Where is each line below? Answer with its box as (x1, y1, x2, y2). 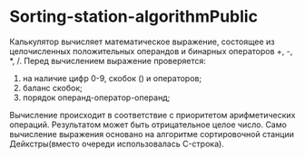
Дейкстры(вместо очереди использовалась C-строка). (9, 138, 224, 149)
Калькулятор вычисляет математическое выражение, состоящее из (9, 36, 275, 47)
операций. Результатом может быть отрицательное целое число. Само (9, 119, 288, 130)
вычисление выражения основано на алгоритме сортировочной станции (9, 128, 295, 139)
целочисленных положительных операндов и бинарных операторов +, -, (9, 45, 293, 56)
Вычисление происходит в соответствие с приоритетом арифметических (9, 109, 296, 120)
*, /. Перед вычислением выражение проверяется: (9, 55, 206, 66)
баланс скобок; (22, 82, 84, 93)
